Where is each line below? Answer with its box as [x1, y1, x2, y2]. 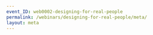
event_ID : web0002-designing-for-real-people [6, 8, 123, 15]
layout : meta [6, 20, 39, 26]
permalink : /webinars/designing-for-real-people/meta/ [6, 14, 148, 20]
